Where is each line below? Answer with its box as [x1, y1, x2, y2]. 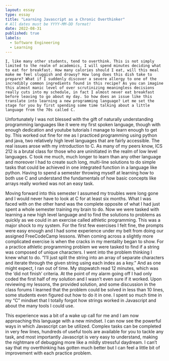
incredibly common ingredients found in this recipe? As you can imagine [5, 81, 164, 86]
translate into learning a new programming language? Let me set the [5, 98, 155, 103]
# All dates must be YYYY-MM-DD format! [5, 21, 92, 27]
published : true [5, 31, 39, 36]
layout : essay [5, 7, 35, 13]
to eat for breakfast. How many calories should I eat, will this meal [5, 68, 159, 73]
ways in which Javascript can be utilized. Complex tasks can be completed [5, 323, 161, 329]
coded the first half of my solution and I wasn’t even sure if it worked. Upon [5, 276, 162, 282]
